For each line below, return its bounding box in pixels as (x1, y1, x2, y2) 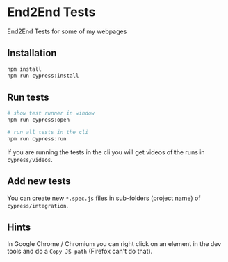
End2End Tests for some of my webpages (7, 27, 127, 35)
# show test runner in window (7, 110, 95, 117)
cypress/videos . (7, 155, 54, 163)
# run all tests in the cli (7, 129, 89, 136)
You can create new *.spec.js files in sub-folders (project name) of (7, 194, 201, 202)
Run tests (7, 91, 49, 103)
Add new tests (7, 175, 71, 188)
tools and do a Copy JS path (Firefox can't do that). (7, 247, 153, 256)
